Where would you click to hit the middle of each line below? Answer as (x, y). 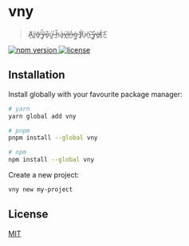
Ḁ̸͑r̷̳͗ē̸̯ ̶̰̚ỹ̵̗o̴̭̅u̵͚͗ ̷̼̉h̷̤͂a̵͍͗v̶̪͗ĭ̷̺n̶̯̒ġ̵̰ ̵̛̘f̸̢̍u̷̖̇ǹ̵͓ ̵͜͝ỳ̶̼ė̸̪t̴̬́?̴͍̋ (67, 33)
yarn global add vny (43, 116)
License (28, 215)
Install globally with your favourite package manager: (95, 94)
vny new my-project (41, 189)
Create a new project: (44, 175)
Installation (37, 75)
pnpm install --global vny (53, 138)
